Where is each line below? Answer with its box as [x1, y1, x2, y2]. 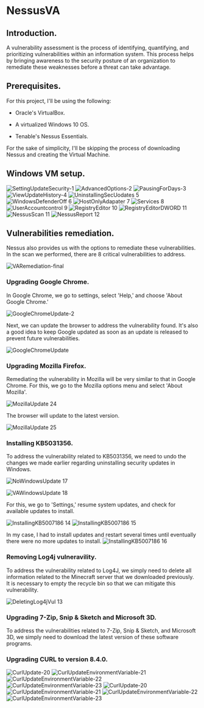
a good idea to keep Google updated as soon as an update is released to [6, 328, 189, 335]
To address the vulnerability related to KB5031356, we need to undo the [6, 453, 186, 460]
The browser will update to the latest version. [6, 412, 120, 419]
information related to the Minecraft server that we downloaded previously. [6, 573, 194, 580]
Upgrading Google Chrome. [6, 278, 90, 286]
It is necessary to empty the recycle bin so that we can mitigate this [6, 580, 176, 587]
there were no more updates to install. [6, 538, 102, 545]
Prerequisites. [6, 81, 61, 91]
